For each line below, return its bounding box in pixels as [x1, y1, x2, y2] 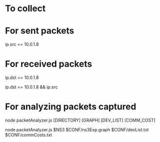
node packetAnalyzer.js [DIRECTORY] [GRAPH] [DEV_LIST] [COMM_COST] [5, 118, 156, 123]
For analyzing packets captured [5, 101, 137, 112]
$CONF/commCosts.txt [5, 132, 52, 138]
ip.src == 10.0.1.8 [5, 41, 39, 47]
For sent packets [5, 25, 75, 37]
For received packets [5, 59, 92, 70]
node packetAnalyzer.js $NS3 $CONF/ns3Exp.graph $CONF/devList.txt [5, 127, 149, 132]
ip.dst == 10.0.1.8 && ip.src [5, 84, 58, 90]
